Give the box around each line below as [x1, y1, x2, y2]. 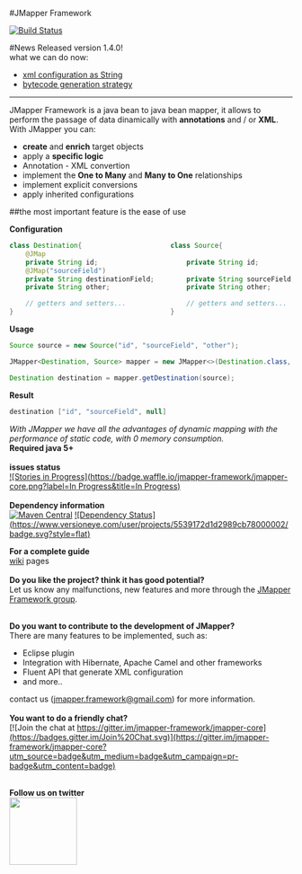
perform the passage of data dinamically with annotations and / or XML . [9, 114, 279, 125]
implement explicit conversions [22, 180, 138, 190]
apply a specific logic [22, 151, 104, 161]
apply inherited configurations [22, 189, 135, 199]
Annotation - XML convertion [22, 161, 130, 171]
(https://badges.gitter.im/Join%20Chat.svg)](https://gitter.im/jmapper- [9, 731, 270, 742]
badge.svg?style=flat [9, 528, 88, 539]
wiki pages [9, 555, 49, 566]
